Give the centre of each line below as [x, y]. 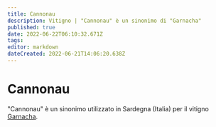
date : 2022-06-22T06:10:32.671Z [55, 34]
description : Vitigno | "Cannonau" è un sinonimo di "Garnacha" [104, 21]
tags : [15, 41]
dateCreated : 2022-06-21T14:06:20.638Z [66, 54]
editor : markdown [33, 47]
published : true [31, 27]
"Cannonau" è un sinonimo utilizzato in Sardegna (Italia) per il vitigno [108, 108]
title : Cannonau [31, 14]
